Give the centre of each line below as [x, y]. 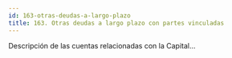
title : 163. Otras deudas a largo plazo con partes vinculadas [116, 23]
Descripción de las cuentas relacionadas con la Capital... [102, 45]
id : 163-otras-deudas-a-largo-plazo [69, 15]
